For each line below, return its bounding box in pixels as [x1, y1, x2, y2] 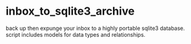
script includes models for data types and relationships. [5, 31, 146, 38]
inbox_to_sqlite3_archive [5, 4, 135, 18]
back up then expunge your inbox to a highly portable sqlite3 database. [5, 24, 186, 32]
